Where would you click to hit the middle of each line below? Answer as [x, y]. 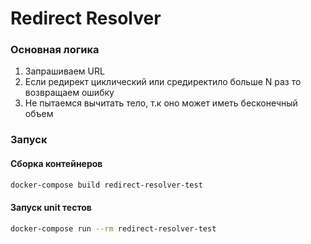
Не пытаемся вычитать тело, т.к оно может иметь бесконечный [161, 103]
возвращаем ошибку [69, 93]
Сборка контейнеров [56, 163]
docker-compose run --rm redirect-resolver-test [113, 228]
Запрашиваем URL [64, 71]
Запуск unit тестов [51, 208]
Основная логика [55, 50]
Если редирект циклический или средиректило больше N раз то [163, 82]
